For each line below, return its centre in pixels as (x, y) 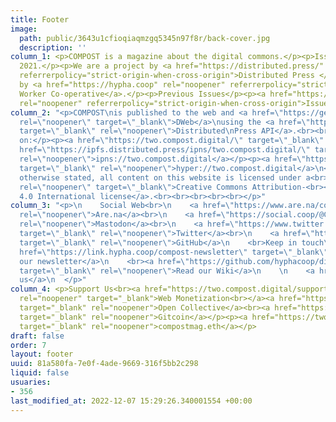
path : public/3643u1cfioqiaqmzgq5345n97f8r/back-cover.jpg (145, 38)
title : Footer (40, 19)
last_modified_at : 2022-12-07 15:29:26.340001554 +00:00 (131, 401)
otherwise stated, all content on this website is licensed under (160, 177)
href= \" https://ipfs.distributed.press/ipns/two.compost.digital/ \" (165, 150)
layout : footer (42, 354)
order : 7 (28, 345)
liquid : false (40, 373)
